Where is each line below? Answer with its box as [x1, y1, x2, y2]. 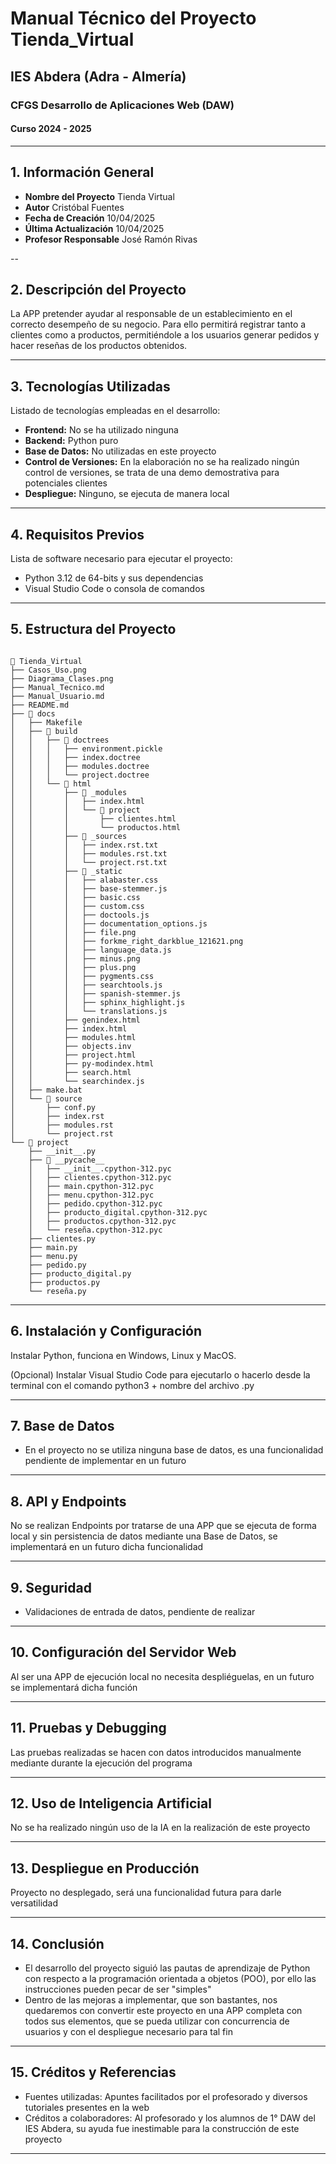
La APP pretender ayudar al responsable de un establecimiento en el [10, 308, 293, 320]
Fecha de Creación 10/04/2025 [24, 212, 156, 224]
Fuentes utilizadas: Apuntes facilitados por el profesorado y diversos [24, 2090, 308, 2102]
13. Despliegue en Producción [10, 1860, 200, 1877]
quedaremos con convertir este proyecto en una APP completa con [24, 2005, 303, 2017]
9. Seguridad [10, 1579, 92, 1596]
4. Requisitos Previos [10, 526, 145, 543]
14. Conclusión [10, 1935, 105, 1952]
